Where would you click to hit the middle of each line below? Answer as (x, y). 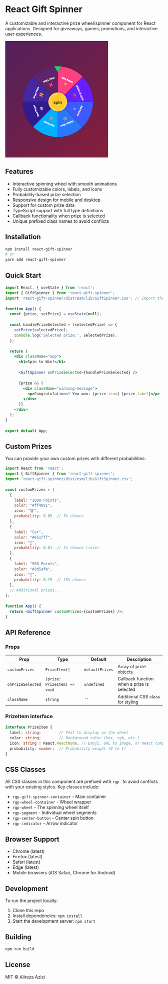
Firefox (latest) (27, 857)
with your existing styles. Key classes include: (52, 787)
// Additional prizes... (35, 590)
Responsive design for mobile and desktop (56, 200)
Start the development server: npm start (54, 921)
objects (125, 672)
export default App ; (27, 431)
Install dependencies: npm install (47, 916)
